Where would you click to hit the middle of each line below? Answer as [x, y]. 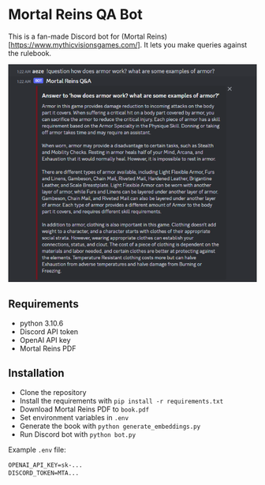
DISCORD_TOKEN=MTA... [44, 473]
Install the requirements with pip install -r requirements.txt [121, 400]
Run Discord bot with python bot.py [78, 434]
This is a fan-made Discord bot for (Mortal [77, 36]
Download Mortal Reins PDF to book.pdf [84, 409]
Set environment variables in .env [74, 417]
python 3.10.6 [41, 323]
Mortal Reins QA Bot [76, 15]
